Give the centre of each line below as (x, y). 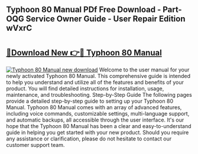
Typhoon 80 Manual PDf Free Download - (84, 10)
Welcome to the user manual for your (144, 70)
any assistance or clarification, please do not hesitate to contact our (89, 139)
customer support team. (35, 145)
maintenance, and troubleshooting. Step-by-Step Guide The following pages (99, 95)
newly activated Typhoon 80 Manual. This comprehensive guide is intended (98, 76)
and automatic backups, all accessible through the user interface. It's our (95, 120)
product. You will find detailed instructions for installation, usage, (85, 89)
